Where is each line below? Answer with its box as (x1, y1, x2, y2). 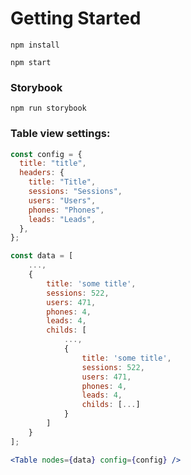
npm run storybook (10, 103, 87, 114)
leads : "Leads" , (28, 214, 97, 224)
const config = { (10, 149, 83, 159)
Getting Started (10, 7, 142, 30)
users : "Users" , (28, 195, 97, 206)
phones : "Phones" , (28, 205, 105, 215)
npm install (10, 40, 60, 50)
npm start (10, 57, 52, 67)
